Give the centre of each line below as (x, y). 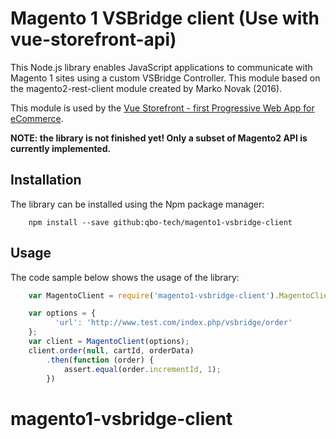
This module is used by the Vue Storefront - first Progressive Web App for (162, 108)
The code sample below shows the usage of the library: (125, 277)
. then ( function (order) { (100, 360)
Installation (46, 180)
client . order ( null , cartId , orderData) (111, 350)
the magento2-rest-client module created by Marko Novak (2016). (146, 88)
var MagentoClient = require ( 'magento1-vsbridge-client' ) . (154, 295)
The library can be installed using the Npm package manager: (137, 204)
